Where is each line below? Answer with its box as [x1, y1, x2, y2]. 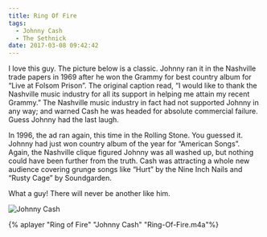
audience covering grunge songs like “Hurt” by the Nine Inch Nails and [8, 165, 243, 174]
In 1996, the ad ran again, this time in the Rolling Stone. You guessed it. [8, 130, 244, 141]
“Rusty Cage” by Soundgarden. [8, 174, 113, 183]
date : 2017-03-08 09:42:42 [8, 42, 99, 50]
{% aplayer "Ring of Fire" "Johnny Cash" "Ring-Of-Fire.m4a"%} [8, 220, 220, 230]
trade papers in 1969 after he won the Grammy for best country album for [8, 72, 252, 82]
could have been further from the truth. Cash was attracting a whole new [8, 156, 250, 165]
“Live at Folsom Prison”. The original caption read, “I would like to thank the [8, 81, 257, 91]
